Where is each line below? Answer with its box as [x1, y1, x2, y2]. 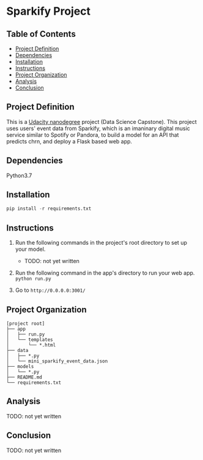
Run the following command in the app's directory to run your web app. [15, 269, 195, 277]
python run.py [15, 276, 51, 282]
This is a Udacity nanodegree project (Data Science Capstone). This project [6, 118, 197, 125]
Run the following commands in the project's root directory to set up [15, 239, 188, 247]
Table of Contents [6, 29, 76, 39]
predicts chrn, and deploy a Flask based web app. [6, 137, 133, 145]
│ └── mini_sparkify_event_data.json [6, 358, 108, 364]
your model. [15, 245, 46, 253]
